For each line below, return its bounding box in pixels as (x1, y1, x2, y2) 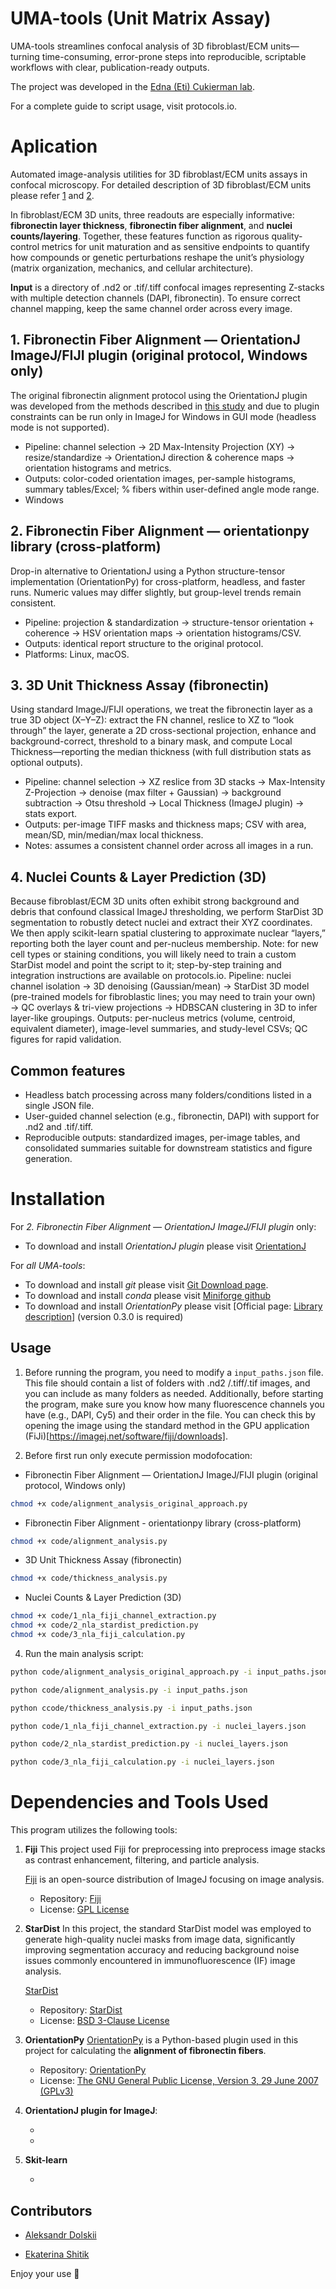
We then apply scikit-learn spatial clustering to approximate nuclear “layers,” (10, 927, 326, 939)
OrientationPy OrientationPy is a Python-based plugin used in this (24, 2034, 299, 2046)
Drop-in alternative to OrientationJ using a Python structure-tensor (10, 565, 286, 577)
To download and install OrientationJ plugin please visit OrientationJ (24, 1240, 307, 1252)
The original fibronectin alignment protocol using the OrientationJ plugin (10, 389, 308, 401)
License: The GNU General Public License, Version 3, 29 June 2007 (39, 2075, 319, 2087)
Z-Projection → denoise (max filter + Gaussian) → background (24, 787, 282, 799)
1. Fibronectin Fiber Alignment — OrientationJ (10, 332, 301, 349)
